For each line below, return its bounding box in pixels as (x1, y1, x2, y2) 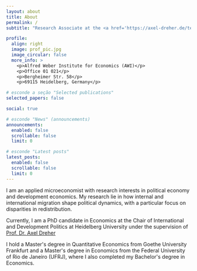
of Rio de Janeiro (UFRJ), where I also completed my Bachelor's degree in (6, 253, 185, 260)
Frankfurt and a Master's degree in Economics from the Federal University (6, 247, 186, 254)
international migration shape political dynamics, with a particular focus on (6, 199, 186, 206)
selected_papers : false (6, 95, 64, 101)
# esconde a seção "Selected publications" (6, 90, 114, 96)
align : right (11, 41, 43, 47)
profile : (6, 36, 28, 42)
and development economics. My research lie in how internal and (6, 193, 164, 200)
